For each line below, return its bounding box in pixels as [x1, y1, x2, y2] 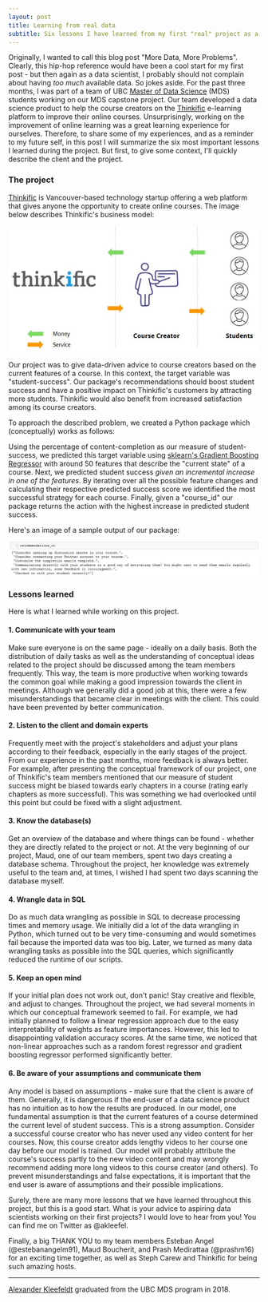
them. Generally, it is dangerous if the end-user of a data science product [8, 1094, 250, 1104]
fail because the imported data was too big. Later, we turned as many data [8, 938, 253, 947]
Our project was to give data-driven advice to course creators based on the [8, 359, 257, 369]
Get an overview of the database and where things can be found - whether [8, 834, 254, 844]
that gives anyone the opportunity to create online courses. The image [8, 200, 240, 211]
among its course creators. [8, 402, 97, 411]
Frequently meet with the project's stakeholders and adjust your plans [8, 738, 238, 748]
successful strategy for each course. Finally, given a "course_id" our [8, 492, 234, 502]
